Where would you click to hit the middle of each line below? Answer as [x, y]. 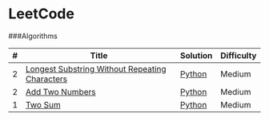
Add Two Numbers [60, 92]
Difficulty [238, 55]
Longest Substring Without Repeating [96, 68]
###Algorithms [33, 36]
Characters [46, 79]
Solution [196, 55]
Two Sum [43, 104]
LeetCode [41, 14]
